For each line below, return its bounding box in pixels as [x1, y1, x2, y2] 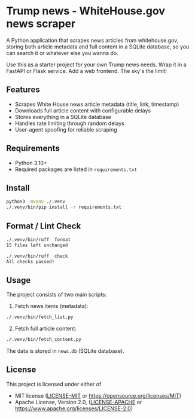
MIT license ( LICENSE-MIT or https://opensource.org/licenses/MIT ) [14, 392, 181, 399]
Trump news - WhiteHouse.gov [6, 4, 166, 18]
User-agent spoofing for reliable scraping [14, 126, 118, 133]
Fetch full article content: [14, 325, 77, 332]
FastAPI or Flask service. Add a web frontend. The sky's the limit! [6, 67, 167, 74]
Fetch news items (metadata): [14, 303, 89, 310]
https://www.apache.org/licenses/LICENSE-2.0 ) [14, 405, 133, 412]
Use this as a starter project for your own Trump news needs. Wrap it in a [6, 61, 187, 68]
